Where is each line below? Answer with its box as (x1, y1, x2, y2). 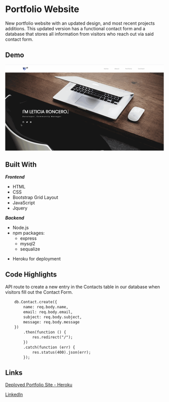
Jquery (12, 205, 28, 211)
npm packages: (12, 230, 45, 236)
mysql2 (20, 240, 36, 246)
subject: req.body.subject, (23, 314, 82, 319)
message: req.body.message (23, 319, 80, 324)
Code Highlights (5, 271, 57, 279)
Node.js (12, 224, 29, 230)
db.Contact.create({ (14, 299, 57, 304)
